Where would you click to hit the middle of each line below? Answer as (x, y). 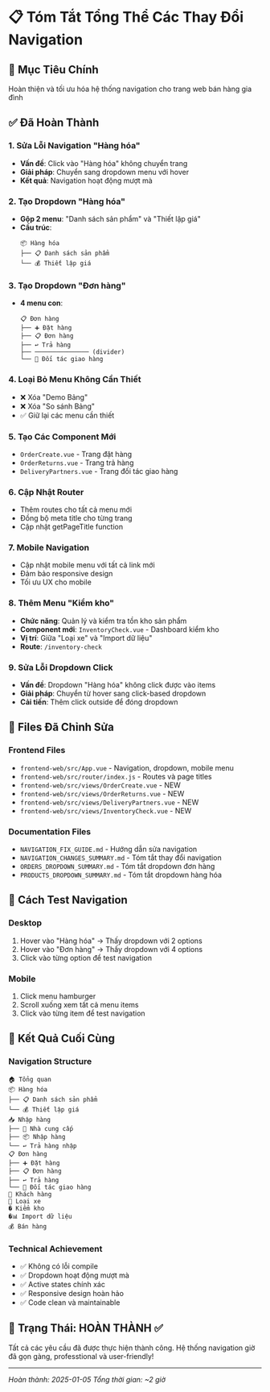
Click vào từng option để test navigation (86, 958)
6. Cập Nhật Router (46, 492)
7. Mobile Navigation (49, 548)
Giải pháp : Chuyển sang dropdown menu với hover (104, 172)
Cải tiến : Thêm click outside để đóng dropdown (99, 702)
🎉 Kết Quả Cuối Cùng (61, 1039)
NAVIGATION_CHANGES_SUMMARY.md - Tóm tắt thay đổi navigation (121, 858)
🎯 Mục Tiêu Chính (53, 70)
